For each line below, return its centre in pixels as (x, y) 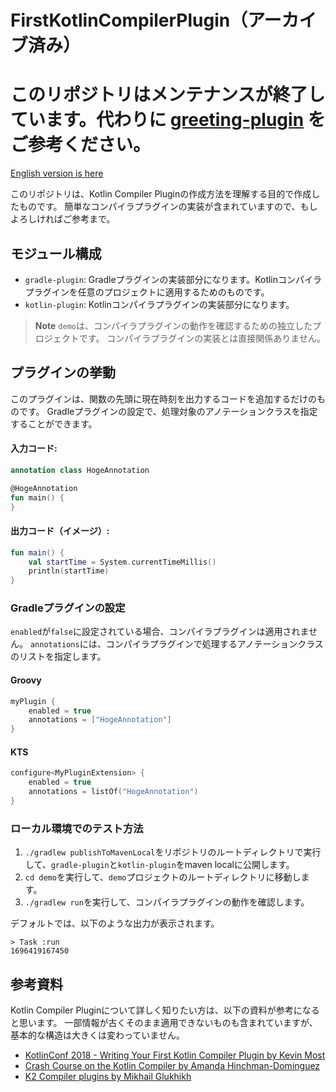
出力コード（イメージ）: (60, 531)
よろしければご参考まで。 (63, 219)
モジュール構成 (56, 253)
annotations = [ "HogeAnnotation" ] (100, 720)
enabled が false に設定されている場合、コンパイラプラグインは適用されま (160, 632)
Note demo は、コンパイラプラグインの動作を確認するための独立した (173, 325)
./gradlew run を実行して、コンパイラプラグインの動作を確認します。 (167, 902)
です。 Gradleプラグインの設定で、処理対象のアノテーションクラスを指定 (168, 411)
